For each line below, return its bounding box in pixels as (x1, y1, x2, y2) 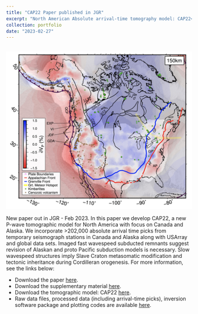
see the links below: (6, 265, 55, 272)
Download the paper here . (14, 276, 78, 283)
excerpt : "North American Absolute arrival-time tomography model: (6, 15, 176, 22)
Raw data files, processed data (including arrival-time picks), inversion (14, 295, 187, 302)
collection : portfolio (6, 22, 62, 28)
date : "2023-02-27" (6, 28, 54, 34)
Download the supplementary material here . (14, 283, 122, 290)
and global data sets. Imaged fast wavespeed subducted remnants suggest (6, 240, 189, 247)
